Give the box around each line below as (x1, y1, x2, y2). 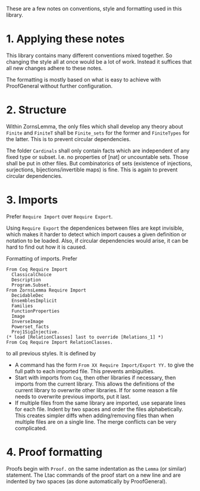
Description (11, 277, 42, 283)
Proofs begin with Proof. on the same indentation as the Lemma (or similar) (6, 465, 186, 472)
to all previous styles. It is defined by (6, 349, 96, 356)
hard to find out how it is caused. (6, 243, 87, 251)
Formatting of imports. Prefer (6, 255, 77, 262)
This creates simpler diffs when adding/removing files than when (14, 412, 174, 419)
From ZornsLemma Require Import (6, 287, 86, 293)
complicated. (14, 424, 48, 431)
